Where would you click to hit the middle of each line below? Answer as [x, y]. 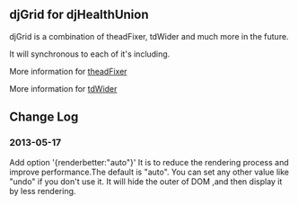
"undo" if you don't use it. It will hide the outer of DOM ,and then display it [146, 181]
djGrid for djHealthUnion [79, 15]
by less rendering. [43, 191]
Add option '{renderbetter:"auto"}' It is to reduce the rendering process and [149, 162]
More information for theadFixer [68, 71]
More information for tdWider [63, 88]
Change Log [44, 117]
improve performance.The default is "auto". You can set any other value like [149, 172]
